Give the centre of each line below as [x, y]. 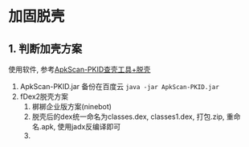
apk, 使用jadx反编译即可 [81, 127]
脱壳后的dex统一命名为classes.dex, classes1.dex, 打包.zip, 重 [133, 116]
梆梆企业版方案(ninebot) [72, 106]
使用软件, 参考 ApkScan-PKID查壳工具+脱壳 [80, 69]
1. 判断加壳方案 [45, 49]
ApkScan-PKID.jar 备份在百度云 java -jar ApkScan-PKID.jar [119, 86]
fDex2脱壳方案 [44, 96]
